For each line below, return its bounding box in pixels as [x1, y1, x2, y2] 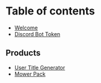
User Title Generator [14, 64, 66, 71]
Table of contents [5, 4, 96, 18]
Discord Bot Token [14, 30, 61, 37]
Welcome [14, 24, 38, 31]
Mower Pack [14, 70, 46, 78]
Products [5, 48, 41, 58]
